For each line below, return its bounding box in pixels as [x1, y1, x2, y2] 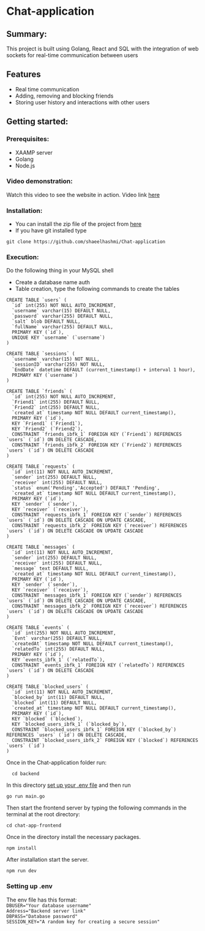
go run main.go [6, 794, 45, 800]
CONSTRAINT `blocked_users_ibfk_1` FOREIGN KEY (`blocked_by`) [12, 727, 176, 733]
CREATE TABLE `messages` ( [6, 544, 75, 550]
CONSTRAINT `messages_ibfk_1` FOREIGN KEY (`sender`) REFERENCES [12, 592, 182, 599]
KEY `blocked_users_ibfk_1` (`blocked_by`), [12, 721, 127, 728]
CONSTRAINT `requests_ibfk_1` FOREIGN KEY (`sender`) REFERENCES [12, 512, 182, 518]
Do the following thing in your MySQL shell [6, 267, 114, 274]
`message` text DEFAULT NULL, [12, 566, 89, 572]
